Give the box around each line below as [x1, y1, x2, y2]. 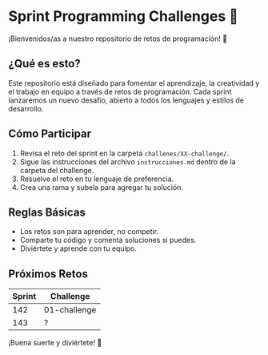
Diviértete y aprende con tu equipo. [19, 244, 138, 253]
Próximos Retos [8, 267, 88, 280]
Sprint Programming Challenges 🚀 [8, 7, 238, 26]
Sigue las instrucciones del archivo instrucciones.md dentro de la [19, 156, 236, 167]
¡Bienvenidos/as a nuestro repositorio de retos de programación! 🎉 [8, 34, 228, 43]
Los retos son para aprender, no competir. [19, 227, 158, 236]
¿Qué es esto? [8, 57, 82, 71]
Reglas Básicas [8, 205, 86, 219]
